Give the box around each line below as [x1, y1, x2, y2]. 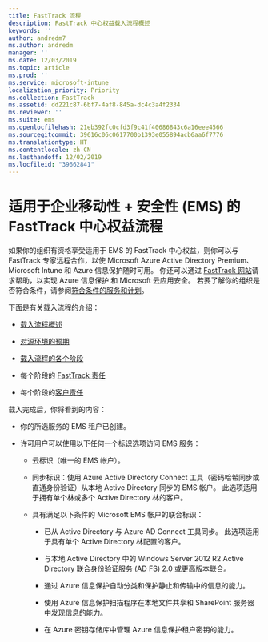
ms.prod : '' [8, 71, 48, 79]
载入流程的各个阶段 [19, 354, 84, 363]
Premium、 [217, 255, 254, 265]
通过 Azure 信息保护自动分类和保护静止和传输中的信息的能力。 [43, 581, 250, 591]
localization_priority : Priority [8, 86, 120, 94]
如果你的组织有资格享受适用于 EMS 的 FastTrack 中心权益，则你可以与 [8, 246, 239, 255]
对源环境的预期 [19, 337, 70, 347]
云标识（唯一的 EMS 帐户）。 [31, 455, 126, 465]
